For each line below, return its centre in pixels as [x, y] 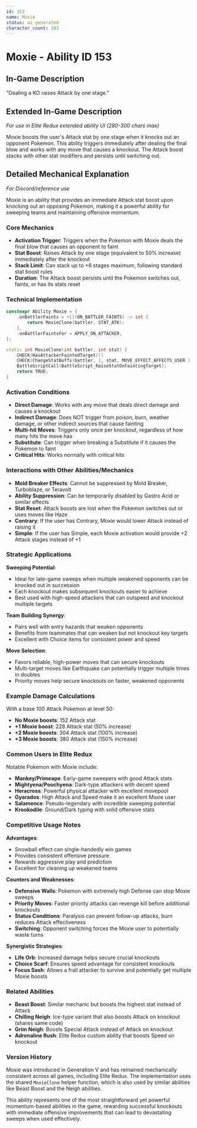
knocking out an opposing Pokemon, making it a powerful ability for [88, 206]
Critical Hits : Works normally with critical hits [69, 455]
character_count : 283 [33, 28]
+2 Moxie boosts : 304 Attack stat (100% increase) [76, 733]
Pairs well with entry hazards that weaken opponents [79, 626]
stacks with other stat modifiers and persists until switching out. [84, 156]
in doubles [27, 674]
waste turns [29, 934]
